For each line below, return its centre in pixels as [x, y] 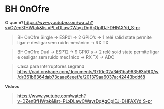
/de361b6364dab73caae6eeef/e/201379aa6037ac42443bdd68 [81, 77]
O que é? [14, 22]
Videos [12, 86]
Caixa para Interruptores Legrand [51, 66]
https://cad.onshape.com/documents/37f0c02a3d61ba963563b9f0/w [88, 71]
